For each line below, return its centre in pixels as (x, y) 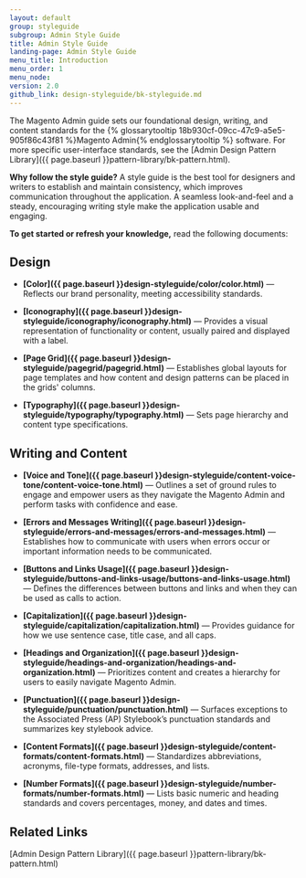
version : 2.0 (34, 86)
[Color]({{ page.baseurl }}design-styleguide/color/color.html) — (148, 284)
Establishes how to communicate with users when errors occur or (147, 542)
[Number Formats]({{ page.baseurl (91, 784)
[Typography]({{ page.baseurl (82, 405)
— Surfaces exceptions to (239, 710)
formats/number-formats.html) (83, 793)
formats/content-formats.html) (83, 756)
